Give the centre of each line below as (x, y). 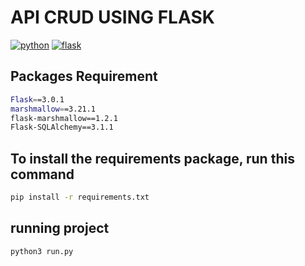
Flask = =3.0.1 (37, 99)
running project (60, 228)
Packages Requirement (84, 76)
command (42, 174)
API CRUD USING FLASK (112, 17)
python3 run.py (42, 251)
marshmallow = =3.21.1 (53, 109)
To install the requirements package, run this (152, 158)
